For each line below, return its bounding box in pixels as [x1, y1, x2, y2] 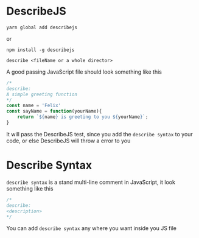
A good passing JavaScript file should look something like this [6, 68, 162, 75]
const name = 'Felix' [6, 102, 61, 109]
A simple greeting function [6, 91, 78, 97]
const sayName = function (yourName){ [6, 108, 102, 114]
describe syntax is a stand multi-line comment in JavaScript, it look [6, 178, 175, 186]
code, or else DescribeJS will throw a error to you [6, 137, 131, 144]
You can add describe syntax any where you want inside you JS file [6, 225, 176, 232]
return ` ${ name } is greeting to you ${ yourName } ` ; [17, 114, 148, 120]
